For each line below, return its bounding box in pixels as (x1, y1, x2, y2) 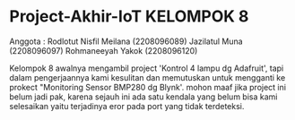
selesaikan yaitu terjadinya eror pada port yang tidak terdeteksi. (9, 100, 245, 111)
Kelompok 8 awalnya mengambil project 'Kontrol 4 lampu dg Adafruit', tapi (9, 63, 284, 73)
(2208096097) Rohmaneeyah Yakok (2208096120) (9, 45, 198, 56)
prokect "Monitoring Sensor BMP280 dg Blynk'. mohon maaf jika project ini (9, 81, 287, 92)
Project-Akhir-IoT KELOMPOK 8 (9, 6, 249, 27)
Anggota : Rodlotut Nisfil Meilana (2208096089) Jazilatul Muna (9, 36, 244, 47)
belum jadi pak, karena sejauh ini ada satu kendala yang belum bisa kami (9, 91, 278, 102)
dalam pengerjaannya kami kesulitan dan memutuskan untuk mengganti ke (9, 72, 286, 82)
